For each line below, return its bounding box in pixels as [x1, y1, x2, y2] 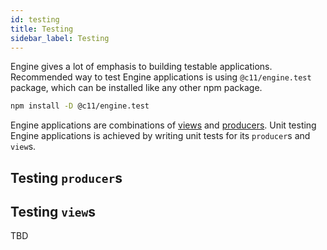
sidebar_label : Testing [10, 33, 110, 43]
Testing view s [10, 204, 97, 221]
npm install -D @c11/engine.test [10, 101, 150, 111]
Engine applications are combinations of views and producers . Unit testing [10, 119, 317, 131]
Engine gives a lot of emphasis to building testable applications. [10, 61, 273, 73]
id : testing [10, 14, 60, 25]
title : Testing [10, 24, 74, 34]
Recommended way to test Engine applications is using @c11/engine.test [10, 71, 312, 83]
